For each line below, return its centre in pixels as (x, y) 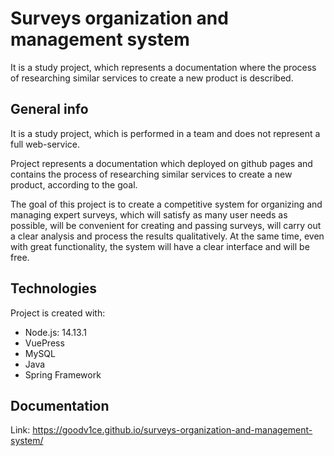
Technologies (54, 288)
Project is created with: (58, 313)
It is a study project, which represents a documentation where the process (163, 67)
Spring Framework (63, 374)
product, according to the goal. (74, 184)
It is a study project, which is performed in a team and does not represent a (165, 133)
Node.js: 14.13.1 (55, 332)
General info (49, 109)
